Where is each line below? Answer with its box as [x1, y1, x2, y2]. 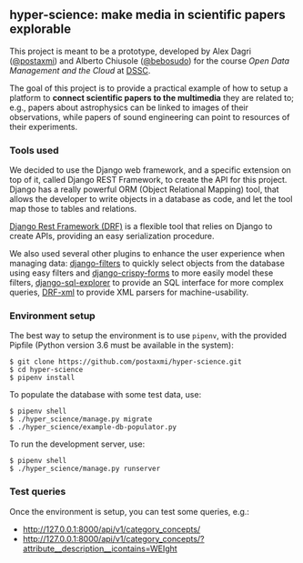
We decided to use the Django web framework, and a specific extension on [9, 165, 291, 176]
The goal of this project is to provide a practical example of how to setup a [9, 82, 288, 94]
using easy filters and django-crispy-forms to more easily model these [9, 267, 274, 278]
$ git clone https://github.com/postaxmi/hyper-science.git [9, 357, 243, 367]
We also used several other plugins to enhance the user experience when [9, 248, 285, 259]
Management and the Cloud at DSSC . [9, 65, 151, 75]
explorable [9, 22, 71, 37]
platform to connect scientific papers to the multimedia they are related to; [9, 92, 294, 103]
